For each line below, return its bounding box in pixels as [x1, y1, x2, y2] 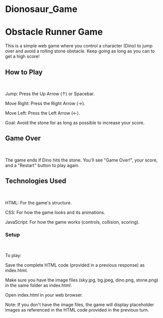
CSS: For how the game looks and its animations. [5, 209, 105, 215]
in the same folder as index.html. [5, 282, 72, 288]
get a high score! [5, 53, 40, 59]
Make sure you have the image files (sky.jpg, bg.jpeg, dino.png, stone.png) [5, 277, 159, 283]
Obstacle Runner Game [5, 26, 103, 38]
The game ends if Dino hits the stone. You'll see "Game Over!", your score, [5, 157, 158, 163]
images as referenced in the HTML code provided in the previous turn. [5, 307, 149, 313]
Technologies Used [5, 177, 66, 185]
